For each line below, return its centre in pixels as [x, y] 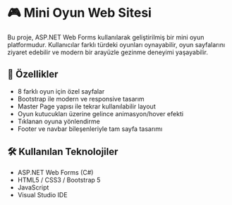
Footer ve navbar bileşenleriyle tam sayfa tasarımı [90, 129]
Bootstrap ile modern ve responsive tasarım [81, 99]
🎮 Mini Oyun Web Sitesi [79, 13]
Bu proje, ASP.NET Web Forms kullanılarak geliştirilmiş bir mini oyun [106, 37]
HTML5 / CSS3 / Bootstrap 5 [59, 180]
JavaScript [33, 187]
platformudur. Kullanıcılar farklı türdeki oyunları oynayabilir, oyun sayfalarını [116, 44]
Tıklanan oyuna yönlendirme [59, 121]
